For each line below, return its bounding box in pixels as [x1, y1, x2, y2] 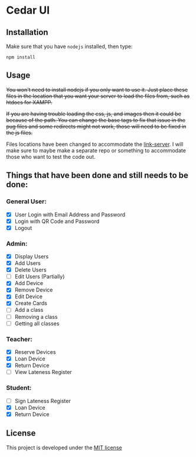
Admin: [6, 239, 28, 248]
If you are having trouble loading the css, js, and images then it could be [6, 110, 182, 117]
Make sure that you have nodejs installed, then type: [6, 43, 133, 50]
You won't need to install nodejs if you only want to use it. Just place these [6, 86, 188, 93]
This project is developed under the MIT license [6, 444, 122, 451]
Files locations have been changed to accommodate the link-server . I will [6, 140, 184, 148]
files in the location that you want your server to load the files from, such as [6, 92, 190, 100]
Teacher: [6, 335, 32, 343]
